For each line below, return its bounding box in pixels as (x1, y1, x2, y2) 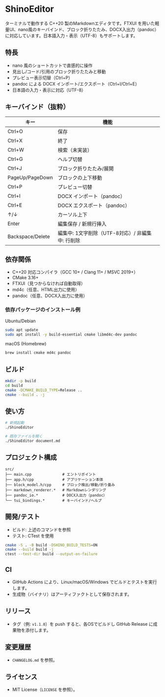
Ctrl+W (7, 146, 25, 153)
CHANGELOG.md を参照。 (12, 657, 57, 663)
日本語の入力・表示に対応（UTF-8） (12, 87, 86, 93)
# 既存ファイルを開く (5, 434, 43, 439)
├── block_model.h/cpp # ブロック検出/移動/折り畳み (5, 482, 115, 487)
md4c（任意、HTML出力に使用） (12, 287, 80, 293)
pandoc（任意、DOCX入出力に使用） (12, 293, 88, 299)
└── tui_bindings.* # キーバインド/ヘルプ (5, 498, 102, 503)
